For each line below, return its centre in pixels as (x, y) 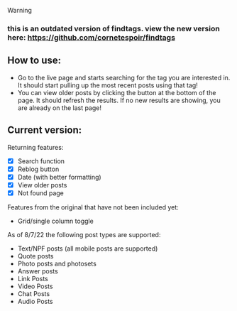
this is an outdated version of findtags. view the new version (114, 28)
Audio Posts (35, 301)
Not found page (40, 193)
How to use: (34, 61)
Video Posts (35, 286)
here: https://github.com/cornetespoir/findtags (92, 37)
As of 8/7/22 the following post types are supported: (84, 234)
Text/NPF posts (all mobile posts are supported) (88, 249)
